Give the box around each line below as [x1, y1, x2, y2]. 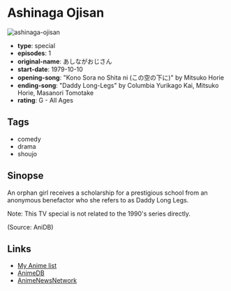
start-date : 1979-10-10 [17, 65, 84, 73]
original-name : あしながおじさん [17, 57, 112, 66]
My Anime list [17, 262, 57, 270]
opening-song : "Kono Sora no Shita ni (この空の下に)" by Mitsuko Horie [17, 73, 225, 82]
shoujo [17, 149, 37, 158]
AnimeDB [17, 269, 45, 277]
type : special [17, 41, 56, 50]
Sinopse [7, 170, 44, 182]
